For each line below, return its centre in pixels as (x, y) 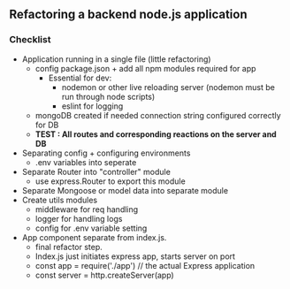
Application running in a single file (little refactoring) (116, 59)
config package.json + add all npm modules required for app (145, 68)
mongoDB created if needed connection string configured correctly (158, 115)
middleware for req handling (87, 209)
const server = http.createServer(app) (104, 275)
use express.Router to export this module (110, 181)
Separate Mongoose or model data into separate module (125, 190)
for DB (47, 125)
